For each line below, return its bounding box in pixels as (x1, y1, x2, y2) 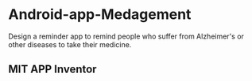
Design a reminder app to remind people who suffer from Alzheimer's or (8, 31, 245, 41)
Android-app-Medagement (8, 6, 192, 24)
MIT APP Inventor (8, 63, 97, 76)
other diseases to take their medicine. (8, 39, 132, 49)
